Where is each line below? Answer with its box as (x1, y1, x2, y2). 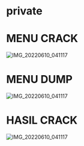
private (6, 4, 43, 18)
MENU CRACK (6, 32, 79, 46)
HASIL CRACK (6, 114, 78, 127)
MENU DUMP (6, 73, 73, 87)
